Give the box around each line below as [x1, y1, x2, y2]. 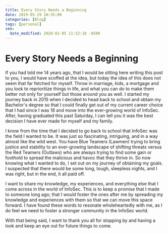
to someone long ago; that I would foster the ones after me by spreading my [5, 191, 163, 198]
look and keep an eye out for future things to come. [5, 222, 112, 228]
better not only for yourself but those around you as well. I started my [5, 91, 150, 97]
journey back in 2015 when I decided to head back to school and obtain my [5, 96, 161, 102]
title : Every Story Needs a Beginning [5, 7, 87, 13]
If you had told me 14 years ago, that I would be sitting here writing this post [5, 69, 163, 75]
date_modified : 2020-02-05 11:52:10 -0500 [10, 31, 100, 36]
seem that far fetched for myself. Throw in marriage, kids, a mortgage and [5, 80, 159, 86]
